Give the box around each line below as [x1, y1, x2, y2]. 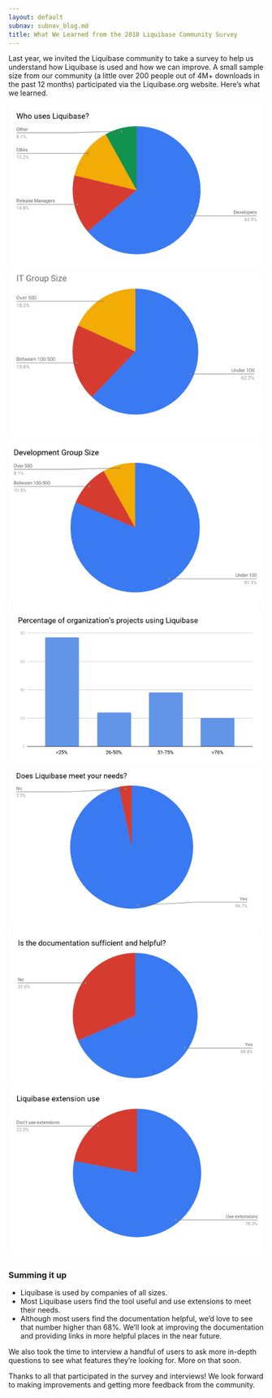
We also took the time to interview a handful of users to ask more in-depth [8, 1347, 257, 1356]
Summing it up [8, 1269, 67, 1281]
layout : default [8, 13, 63, 21]
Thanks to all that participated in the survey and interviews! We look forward [8, 1371, 264, 1381]
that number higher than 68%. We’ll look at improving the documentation [19, 1322, 264, 1332]
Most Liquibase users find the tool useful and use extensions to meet [19, 1296, 252, 1307]
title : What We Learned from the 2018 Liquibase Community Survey [8, 30, 238, 38]
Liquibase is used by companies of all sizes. [19, 1288, 168, 1298]
